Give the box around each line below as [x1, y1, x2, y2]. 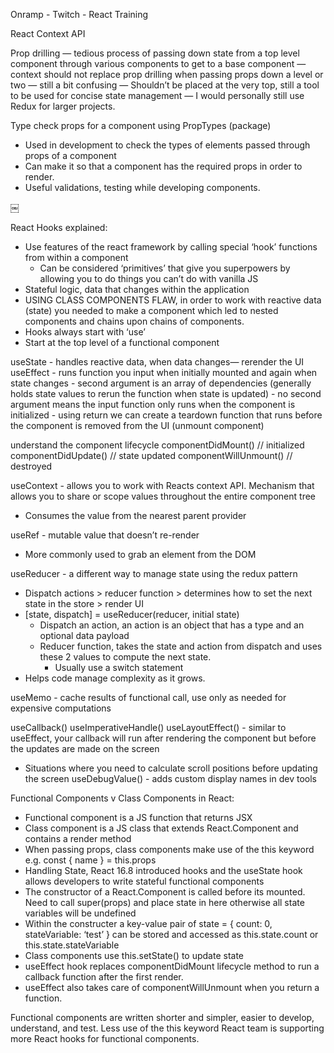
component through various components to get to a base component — [10, 58, 307, 69]
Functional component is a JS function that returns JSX [24, 812, 253, 823]
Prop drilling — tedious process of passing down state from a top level [10, 47, 300, 59]
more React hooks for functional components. [10, 1033, 200, 1044]
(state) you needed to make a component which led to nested [24, 305, 279, 316]
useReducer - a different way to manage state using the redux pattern [10, 568, 298, 579]
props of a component [24, 150, 117, 161]
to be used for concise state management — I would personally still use [10, 90, 305, 101]
